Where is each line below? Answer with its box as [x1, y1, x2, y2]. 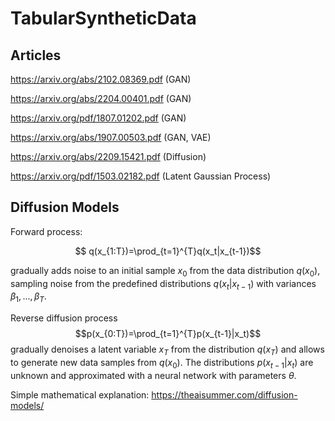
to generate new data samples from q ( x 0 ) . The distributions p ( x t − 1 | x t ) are [10, 357, 314, 371]
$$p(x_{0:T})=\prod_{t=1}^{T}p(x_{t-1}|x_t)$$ [74, 328, 262, 340]
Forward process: [10, 225, 83, 237]
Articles [10, 47, 62, 64]
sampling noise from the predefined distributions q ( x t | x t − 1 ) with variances [10, 277, 317, 292]
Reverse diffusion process [10, 312, 118, 324]
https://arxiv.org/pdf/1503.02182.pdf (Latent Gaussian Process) [10, 170, 272, 182]
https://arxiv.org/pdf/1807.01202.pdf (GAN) [10, 112, 187, 124]
